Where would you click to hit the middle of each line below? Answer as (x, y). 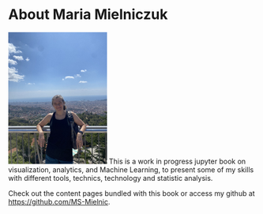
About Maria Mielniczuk (88, 15)
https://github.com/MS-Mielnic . (59, 201)
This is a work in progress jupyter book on (177, 161)
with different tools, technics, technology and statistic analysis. (111, 178)
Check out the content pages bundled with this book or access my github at (131, 193)
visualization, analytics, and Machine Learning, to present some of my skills (131, 169)
